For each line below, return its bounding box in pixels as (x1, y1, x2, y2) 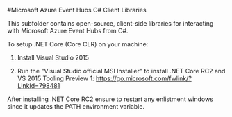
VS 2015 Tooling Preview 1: (17, 74, 95, 82)
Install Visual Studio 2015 (17, 53, 89, 62)
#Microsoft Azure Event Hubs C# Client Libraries (7, 6, 147, 14)
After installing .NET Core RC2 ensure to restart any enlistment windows (7, 95, 214, 103)
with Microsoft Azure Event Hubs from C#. (7, 27, 129, 35)
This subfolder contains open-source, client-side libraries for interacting (7, 19, 214, 27)
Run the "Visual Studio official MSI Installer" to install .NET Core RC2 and (17, 67, 226, 75)
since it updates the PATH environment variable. (7, 102, 144, 110)
